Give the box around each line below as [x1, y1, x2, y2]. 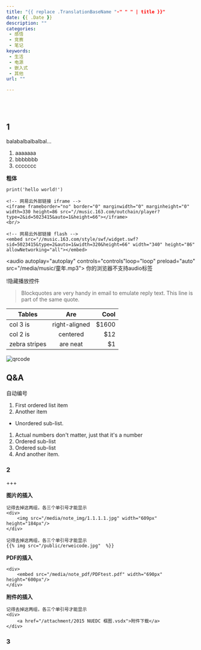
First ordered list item [14, 401, 68, 408]
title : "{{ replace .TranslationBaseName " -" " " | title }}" [6, 8, 165, 15]
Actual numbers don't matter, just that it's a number [14, 431, 143, 439]
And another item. [14, 450, 60, 458]
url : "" [6, 76, 26, 82]
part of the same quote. [20, 296, 80, 303]
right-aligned [52, 320, 90, 328]
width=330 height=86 [6, 208, 58, 214]
